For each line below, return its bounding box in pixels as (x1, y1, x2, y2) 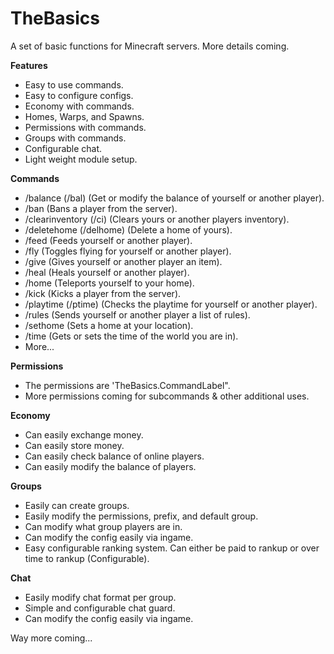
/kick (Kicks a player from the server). (24, 287, 182, 299)
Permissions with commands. (24, 121, 147, 133)
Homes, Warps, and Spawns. (24, 110, 145, 122)
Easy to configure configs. (24, 89, 134, 101)
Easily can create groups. (24, 499, 130, 511)
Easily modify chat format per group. (24, 591, 177, 603)
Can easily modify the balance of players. (24, 460, 197, 472)
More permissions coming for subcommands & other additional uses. (24, 390, 310, 402)
